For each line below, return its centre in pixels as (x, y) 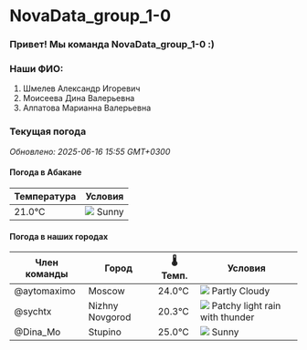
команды (47, 273)
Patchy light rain (246, 306)
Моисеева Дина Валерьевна (79, 98)
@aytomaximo (45, 291)
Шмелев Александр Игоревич (81, 88)
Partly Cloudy (241, 291)
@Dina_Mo (37, 332)
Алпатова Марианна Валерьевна (87, 108)
